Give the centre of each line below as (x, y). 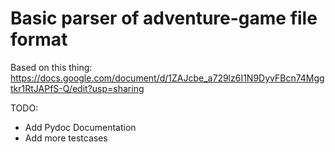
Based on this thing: (51, 67)
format (39, 39)
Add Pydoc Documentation (80, 127)
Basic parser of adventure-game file (164, 18)
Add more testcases (66, 138)
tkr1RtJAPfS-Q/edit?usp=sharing (77, 88)
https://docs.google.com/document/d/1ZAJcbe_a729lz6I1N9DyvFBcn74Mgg (167, 78)
